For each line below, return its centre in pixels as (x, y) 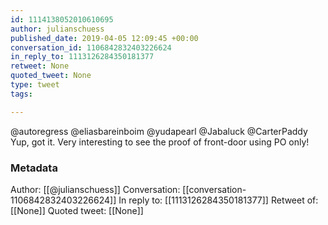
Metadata (34, 168)
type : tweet (35, 85)
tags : (21, 94)
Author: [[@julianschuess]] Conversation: (95, 189)
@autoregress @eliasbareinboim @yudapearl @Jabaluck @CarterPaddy (159, 131)
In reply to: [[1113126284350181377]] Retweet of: (218, 200)
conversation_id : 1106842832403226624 (91, 47)
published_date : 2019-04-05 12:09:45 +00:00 (104, 38)
